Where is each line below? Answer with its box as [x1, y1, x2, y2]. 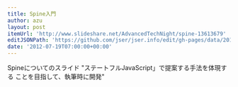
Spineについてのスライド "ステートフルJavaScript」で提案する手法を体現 [7, 64, 221, 71]
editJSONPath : [7, 37, 50, 44]
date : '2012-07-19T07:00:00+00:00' [7, 43, 113, 50]
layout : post [7, 23, 46, 30]
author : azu [7, 17, 42, 24]
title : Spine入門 [7, 10, 57, 18]
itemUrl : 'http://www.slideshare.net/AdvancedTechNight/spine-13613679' [7, 30, 227, 37]
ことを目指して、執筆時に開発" [15, 72, 105, 81]
